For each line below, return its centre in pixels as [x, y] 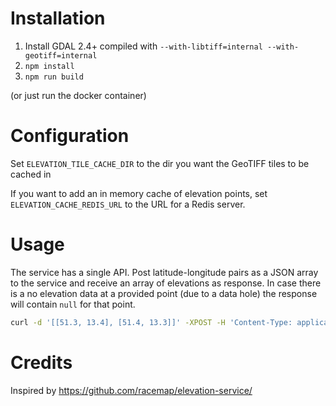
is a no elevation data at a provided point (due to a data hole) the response [164, 293]
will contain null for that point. [73, 304]
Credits [41, 362]
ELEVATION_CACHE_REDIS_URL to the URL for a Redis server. [128, 204]
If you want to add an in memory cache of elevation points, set [139, 193]
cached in [31, 174]
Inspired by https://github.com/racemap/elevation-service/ [131, 390]
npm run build [54, 77]
